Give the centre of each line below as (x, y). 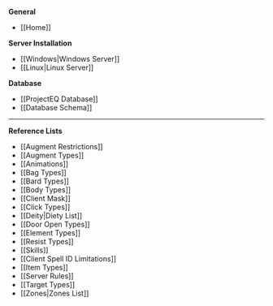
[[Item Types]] (44, 267)
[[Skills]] (34, 250)
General (22, 12)
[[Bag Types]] (43, 172)
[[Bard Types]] (44, 181)
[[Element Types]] (50, 233)
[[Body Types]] (45, 190)
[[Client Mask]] (45, 198)
